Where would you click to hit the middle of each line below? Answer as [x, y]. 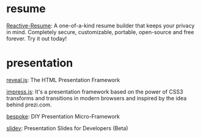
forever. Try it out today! [37, 38]
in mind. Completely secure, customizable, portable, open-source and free [100, 32]
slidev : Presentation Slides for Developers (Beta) [67, 128]
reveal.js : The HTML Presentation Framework [63, 80]
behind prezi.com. [29, 105]
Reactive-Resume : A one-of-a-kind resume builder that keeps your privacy [100, 26]
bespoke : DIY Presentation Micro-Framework [63, 116]
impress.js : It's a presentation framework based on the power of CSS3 [95, 91]
